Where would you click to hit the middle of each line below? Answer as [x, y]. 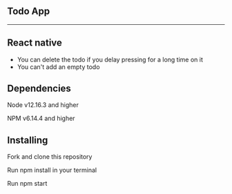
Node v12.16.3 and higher [43, 105]
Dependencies [39, 89]
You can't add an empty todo [58, 67]
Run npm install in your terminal [52, 170]
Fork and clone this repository [50, 157]
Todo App [29, 11]
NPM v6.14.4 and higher [41, 118]
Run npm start [27, 184]
